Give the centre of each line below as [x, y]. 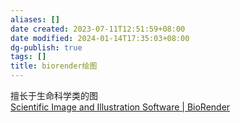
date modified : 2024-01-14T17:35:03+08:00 [100, 38]
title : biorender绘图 [54, 66]
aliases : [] [35, 19]
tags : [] [28, 57]
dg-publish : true [46, 47]
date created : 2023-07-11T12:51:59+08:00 [98, 29]
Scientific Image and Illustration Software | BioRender [120, 107]
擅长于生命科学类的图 [54, 95]
